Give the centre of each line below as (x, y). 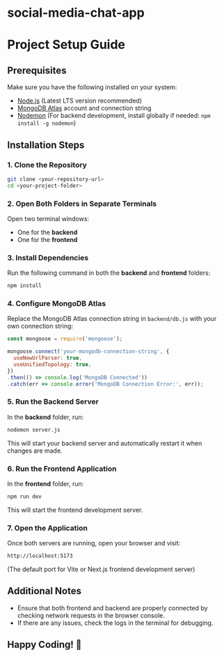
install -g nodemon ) (47, 123)
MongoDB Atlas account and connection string (84, 108)
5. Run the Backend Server (53, 402)
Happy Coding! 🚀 (45, 645)
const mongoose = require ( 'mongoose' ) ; (65, 339)
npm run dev (24, 497)
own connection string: (40, 326)
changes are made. (35, 451)
